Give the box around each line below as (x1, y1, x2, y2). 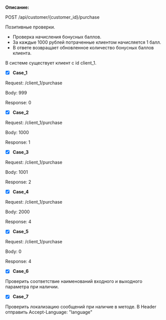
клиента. (12, 50, 32, 56)
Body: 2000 (5, 209, 30, 215)
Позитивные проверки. (5, 24, 56, 30)
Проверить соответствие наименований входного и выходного (5, 278, 143, 284)
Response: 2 (5, 179, 31, 185)
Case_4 (12, 189, 29, 195)
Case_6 (12, 268, 29, 274)
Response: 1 (5, 139, 30, 145)
